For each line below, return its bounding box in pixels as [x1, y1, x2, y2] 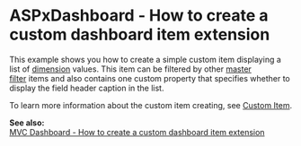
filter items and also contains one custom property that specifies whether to [9, 73, 290, 83]
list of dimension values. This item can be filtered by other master [9, 64, 252, 74]
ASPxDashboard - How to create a [9, 5, 269, 26]
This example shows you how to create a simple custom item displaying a [9, 54, 281, 64]
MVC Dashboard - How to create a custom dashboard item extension [9, 126, 265, 137]
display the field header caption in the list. [9, 82, 164, 93]
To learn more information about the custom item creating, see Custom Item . [9, 99, 293, 110]
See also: [9, 117, 45, 128]
